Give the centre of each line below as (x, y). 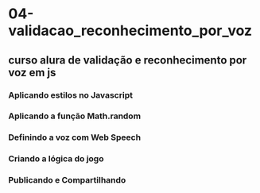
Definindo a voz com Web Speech (75, 137)
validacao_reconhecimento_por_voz (130, 31)
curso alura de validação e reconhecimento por (128, 60)
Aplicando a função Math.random (75, 116)
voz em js (32, 72)
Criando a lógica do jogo (56, 159)
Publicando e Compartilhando (67, 180)
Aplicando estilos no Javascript (71, 95)
